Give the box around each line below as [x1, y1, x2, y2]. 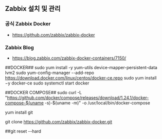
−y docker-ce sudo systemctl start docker [5, 80, 90, 86]
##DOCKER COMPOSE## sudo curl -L [5, 89, 82, 95]
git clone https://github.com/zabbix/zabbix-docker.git [5, 119, 112, 124]
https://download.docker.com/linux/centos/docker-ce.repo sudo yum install [5, 75, 157, 80]
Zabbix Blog [5, 44, 34, 51]
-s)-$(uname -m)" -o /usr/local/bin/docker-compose [44, 99, 150, 106]
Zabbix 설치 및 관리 [5, 4, 61, 13]
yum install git [5, 109, 33, 115]
